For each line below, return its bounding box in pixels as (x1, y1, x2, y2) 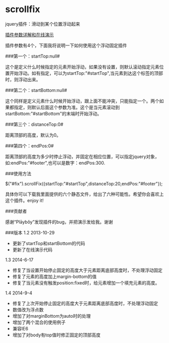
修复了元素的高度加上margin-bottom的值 (12, 273, 97, 279)
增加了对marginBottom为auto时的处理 (12, 313, 91, 319)
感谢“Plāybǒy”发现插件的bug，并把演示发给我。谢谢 (5, 219, 113, 225)
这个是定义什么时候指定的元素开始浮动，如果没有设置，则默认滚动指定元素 (5, 64, 159, 70)
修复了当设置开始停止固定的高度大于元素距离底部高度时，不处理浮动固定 (12, 267, 162, 273)
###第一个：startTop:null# (5, 53, 60, 59)
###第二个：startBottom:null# (5, 87, 67, 93)
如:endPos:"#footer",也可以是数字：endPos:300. (5, 160, 106, 166)
